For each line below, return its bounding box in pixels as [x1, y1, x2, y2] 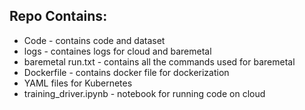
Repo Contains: [9, 8, 108, 25]
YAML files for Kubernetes [23, 77, 133, 89]
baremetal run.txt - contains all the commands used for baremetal [23, 55, 296, 68]
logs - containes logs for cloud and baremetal [23, 45, 212, 57]
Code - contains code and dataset [23, 34, 166, 46]
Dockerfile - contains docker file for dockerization [23, 66, 230, 78]
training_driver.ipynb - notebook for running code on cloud [23, 87, 266, 99]
